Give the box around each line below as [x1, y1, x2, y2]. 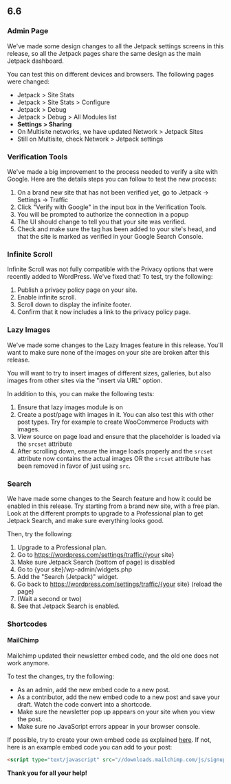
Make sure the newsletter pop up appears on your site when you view [16, 707, 215, 716]
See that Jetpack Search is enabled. [16, 602, 120, 610]
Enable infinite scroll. [16, 293, 77, 302]
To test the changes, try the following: [7, 672, 115, 680]
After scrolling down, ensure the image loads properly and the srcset [16, 447, 213, 455]
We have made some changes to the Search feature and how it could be [7, 494, 212, 502]
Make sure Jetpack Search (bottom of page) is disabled [16, 558, 175, 566]
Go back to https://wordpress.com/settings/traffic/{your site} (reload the [16, 580, 223, 588]
